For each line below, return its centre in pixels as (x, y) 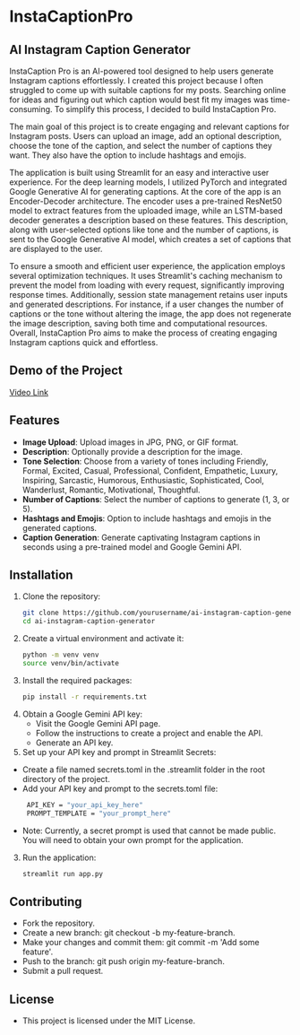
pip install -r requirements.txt (85, 697)
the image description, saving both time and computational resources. (138, 323)
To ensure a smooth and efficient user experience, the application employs (147, 266)
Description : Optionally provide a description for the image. (133, 451)
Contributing (46, 902)
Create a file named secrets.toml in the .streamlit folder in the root (144, 770)
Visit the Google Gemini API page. (98, 723)
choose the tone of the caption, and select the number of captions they (141, 146)
